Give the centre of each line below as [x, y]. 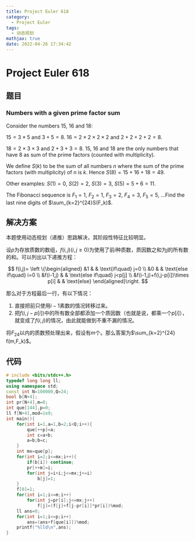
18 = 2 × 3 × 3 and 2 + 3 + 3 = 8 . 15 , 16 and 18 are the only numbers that [92, 148]
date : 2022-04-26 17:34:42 [39, 44]
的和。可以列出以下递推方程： [42, 257]
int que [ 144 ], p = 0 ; [28, 408]
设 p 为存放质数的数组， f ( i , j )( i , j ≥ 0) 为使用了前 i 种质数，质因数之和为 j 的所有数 [97, 250]
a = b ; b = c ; [38, 440]
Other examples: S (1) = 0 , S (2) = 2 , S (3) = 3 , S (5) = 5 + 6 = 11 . [81, 183]
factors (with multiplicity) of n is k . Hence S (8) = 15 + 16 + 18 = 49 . [86, 172]
